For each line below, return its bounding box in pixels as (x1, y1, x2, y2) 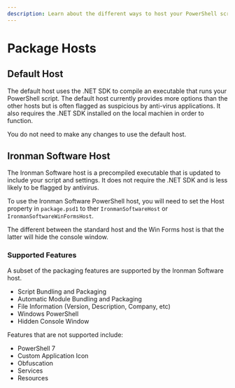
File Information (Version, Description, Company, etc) (17, 302, 171, 310)
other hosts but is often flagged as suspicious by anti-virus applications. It (7, 101, 221, 110)
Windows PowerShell (17, 309, 79, 318)
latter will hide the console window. (7, 233, 108, 241)
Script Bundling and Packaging (17, 287, 107, 296)
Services (17, 366, 43, 375)
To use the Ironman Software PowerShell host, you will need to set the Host (7, 197, 225, 206)
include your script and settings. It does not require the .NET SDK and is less (7, 176, 228, 185)
